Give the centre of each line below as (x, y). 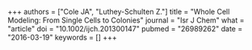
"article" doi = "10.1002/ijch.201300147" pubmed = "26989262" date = (125, 29)
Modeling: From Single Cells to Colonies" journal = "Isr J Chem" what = (126, 20)
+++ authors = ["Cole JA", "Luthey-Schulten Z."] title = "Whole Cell (119, 12)
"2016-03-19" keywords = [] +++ (63, 37)
